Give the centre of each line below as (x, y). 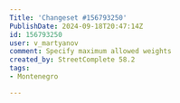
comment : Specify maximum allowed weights (90, 51)
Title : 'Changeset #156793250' (68, 18)
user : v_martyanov (44, 43)
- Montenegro (34, 77)
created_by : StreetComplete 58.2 (72, 60)
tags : (19, 69)
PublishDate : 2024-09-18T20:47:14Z (76, 26)
